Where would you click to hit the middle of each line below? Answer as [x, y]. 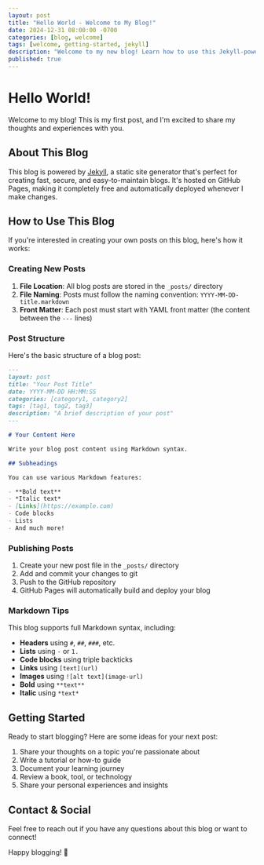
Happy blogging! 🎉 [38, 852]
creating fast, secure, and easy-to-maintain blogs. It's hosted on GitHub [125, 180]
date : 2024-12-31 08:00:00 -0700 [63, 30]
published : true [35, 60]
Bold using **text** [52, 684]
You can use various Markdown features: [75, 477]
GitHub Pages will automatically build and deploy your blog [115, 590]
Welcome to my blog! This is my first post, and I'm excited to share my [122, 119]
